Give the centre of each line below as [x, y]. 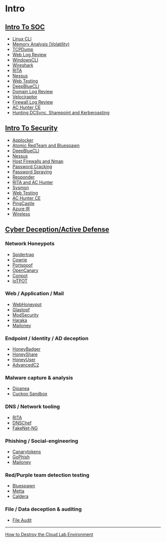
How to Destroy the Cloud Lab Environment [49, 534]
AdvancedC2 [26, 365]
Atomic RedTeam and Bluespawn [46, 145]
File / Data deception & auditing [43, 509]
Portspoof [22, 265]
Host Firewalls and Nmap [38, 161]
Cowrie [20, 260]
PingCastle [23, 203]
